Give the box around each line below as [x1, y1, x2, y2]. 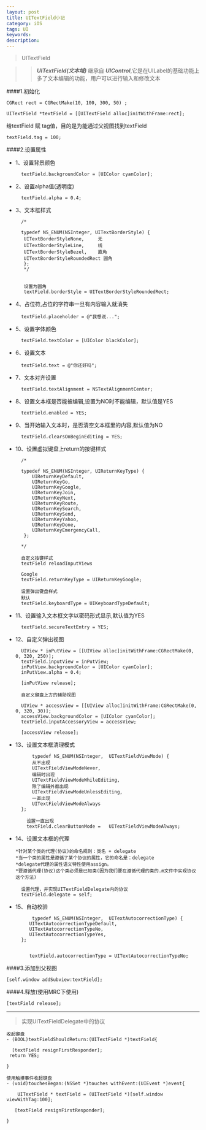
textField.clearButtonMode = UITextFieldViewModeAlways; [26, 823, 181, 830]
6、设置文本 [15, 349, 46, 356]
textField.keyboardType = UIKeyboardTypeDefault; [21, 600, 150, 606]
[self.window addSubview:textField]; [6, 977, 103, 983]
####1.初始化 [6, 88, 40, 95]
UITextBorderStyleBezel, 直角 [23, 249, 107, 255]
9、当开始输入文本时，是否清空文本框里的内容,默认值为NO [15, 421, 163, 429]
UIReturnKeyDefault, [31, 473, 85, 479]
